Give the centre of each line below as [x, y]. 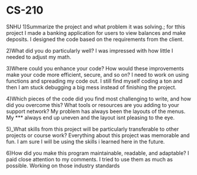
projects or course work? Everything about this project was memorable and [98, 135]
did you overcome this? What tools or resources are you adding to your [93, 105]
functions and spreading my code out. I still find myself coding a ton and [94, 81]
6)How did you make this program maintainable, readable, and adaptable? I [98, 153]
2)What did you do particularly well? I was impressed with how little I [90, 50]
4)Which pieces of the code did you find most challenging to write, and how [98, 99]
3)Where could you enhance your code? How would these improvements [95, 68]
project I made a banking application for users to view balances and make [96, 33]
